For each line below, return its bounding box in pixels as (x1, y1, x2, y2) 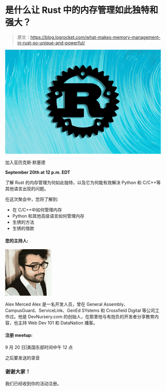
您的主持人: (5, 237, 29, 243)
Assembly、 (103, 301, 128, 307)
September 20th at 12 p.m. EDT (5, 169, 71, 175)
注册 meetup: (5, 332, 33, 338)
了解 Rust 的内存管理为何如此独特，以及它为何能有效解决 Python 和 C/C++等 (5, 179, 161, 186)
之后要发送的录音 (5, 355, 40, 361)
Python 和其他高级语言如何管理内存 (12, 213, 85, 219)
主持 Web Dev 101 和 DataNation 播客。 (18, 320, 98, 326)
